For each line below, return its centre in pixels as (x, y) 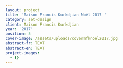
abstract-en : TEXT (25, 48)
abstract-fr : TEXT (25, 43)
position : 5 (18, 34)
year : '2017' (19, 29)
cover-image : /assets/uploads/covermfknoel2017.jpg (61, 39)
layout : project (23, 10)
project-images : (23, 53)
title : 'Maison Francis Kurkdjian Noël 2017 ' (56, 15)
